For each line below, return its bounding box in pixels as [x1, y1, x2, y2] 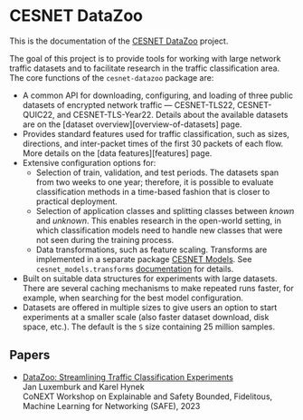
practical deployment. [35, 196, 118, 207]
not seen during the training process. [35, 234, 175, 245]
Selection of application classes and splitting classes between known [35, 205, 295, 216]
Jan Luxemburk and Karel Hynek [22, 381, 145, 392]
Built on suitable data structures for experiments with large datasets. [22, 273, 278, 284]
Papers [9, 347, 51, 363]
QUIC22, [22, 109, 56, 120]
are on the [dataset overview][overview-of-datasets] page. [22, 119, 242, 130]
